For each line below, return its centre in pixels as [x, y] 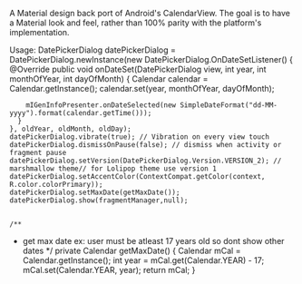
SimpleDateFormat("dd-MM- [229, 105]
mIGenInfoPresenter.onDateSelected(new [101, 105]
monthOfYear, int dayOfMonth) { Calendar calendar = [109, 79]
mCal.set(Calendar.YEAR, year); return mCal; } [109, 270]
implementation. [39, 32]
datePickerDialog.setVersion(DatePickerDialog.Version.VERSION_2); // [146, 161]
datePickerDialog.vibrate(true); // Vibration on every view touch [140, 137]
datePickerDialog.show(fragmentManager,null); [99, 201]
